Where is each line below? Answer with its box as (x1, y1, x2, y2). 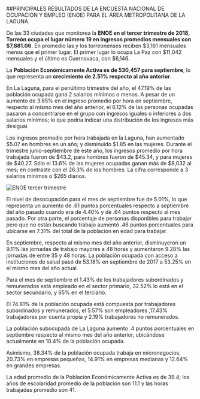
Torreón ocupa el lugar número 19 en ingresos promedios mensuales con (6, 36, 192, 43)
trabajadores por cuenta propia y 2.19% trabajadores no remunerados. (6, 313, 180, 320)
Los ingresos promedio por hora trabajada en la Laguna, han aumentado (6, 134, 184, 141)
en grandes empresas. (6, 362, 62, 369)
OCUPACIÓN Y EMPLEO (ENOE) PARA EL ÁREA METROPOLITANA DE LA (6, 11, 186, 19)
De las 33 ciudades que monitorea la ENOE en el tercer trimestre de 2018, (6, 29, 190, 37)
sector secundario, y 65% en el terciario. (6, 289, 107, 296)
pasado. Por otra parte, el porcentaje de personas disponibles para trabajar (6, 215, 192, 222)
